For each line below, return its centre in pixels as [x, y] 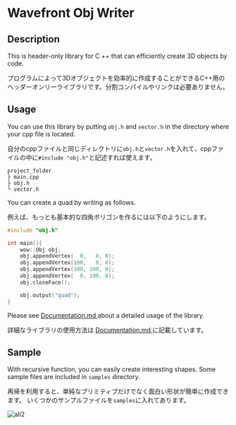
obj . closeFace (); [45, 282]
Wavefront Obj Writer [71, 13]
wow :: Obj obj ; [41, 250]
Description [33, 39]
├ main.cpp [23, 177]
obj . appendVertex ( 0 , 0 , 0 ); [67, 256]
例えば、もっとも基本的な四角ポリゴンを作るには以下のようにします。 [109, 217]
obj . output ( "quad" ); [50, 295]
